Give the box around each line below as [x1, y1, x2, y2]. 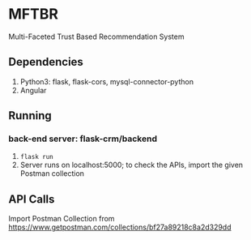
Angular [19, 85, 47, 95]
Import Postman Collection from [8, 214, 115, 224]
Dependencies [8, 55, 83, 69]
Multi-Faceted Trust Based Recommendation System [8, 32, 185, 41]
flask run [19, 153, 54, 161]
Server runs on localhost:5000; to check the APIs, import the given [19, 160, 244, 170]
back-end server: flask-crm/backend [8, 133, 158, 144]
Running [8, 109, 53, 122]
